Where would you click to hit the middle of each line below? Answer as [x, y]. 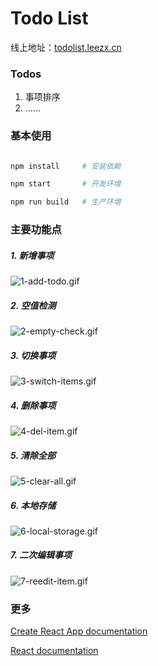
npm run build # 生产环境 [66, 202]
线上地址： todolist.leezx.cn [66, 47]
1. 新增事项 [32, 255]
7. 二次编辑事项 [41, 555]
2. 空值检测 [33, 305]
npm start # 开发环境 [66, 184]
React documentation [54, 651]
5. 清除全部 [33, 455]
